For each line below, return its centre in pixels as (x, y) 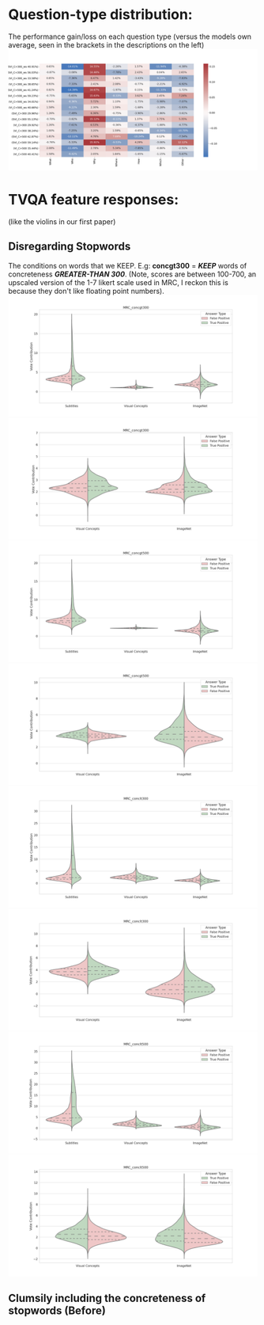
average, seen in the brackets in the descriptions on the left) (106, 44)
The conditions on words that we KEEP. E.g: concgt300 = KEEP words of (128, 265)
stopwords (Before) (57, 1311)
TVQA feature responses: (94, 200)
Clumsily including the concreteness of (107, 1298)
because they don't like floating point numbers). (86, 291)
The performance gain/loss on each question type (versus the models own (130, 36)
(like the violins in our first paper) (62, 221)
